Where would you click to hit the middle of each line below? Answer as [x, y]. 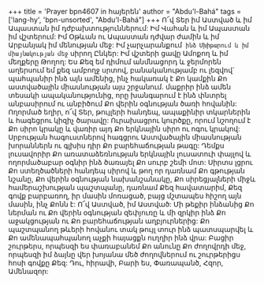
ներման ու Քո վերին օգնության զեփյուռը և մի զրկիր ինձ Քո [117, 213]
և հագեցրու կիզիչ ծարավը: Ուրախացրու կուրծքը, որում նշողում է [130, 120]
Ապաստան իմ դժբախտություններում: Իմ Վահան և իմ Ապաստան [129, 28]
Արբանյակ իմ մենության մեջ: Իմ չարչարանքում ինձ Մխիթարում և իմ [129, 45]
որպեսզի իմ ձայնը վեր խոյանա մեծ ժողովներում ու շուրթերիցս [125, 254]
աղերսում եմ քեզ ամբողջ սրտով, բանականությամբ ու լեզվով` [121, 70]
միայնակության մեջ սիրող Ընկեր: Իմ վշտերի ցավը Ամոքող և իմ [118, 53]
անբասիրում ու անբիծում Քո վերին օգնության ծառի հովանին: [123, 103]
